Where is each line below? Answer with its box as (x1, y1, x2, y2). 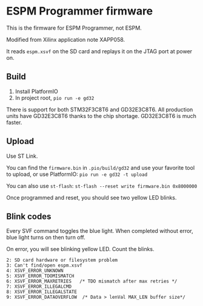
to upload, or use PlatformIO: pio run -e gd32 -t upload (6, 171, 148, 178)
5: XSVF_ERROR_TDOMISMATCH (6, 273, 75, 279)
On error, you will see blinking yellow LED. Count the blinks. (6, 246, 155, 253)
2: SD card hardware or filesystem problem (6, 257, 118, 264)
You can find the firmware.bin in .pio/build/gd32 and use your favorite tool (6, 164, 195, 171)
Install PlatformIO (15, 88, 59, 95)
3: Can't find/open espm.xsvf (6, 262, 83, 269)
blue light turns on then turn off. (6, 234, 86, 241)
